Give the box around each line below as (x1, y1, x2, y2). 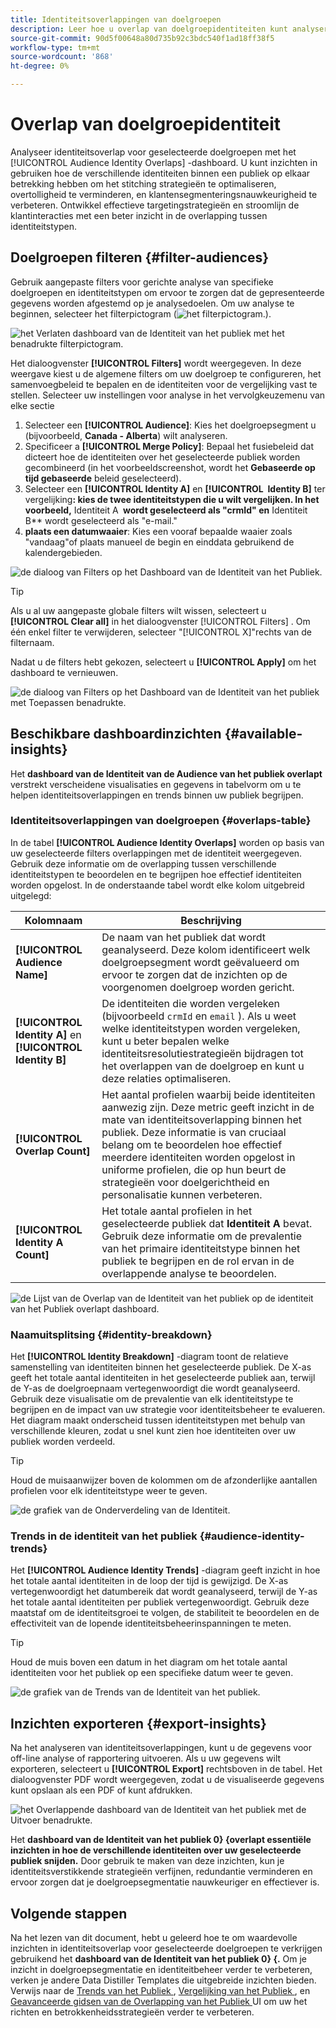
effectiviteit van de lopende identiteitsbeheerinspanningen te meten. (10, 1617, 292, 1630)
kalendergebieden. (24, 546, 103, 558)
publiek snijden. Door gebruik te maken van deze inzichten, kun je (10, 1855, 285, 1867)
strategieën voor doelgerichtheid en (101, 1175, 270, 1189)
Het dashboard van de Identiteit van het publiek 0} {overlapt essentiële (10, 1834, 312, 1846)
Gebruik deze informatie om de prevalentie (101, 1229, 303, 1243)
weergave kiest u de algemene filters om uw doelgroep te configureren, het (10, 367, 322, 380)
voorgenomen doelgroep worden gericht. (101, 980, 295, 994)
